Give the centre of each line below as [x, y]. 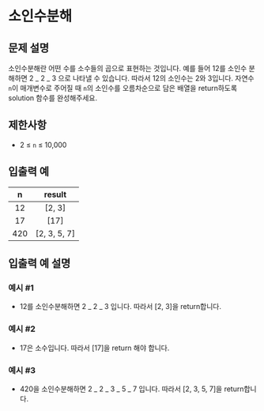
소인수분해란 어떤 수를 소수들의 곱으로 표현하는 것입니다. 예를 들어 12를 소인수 [128, 68]
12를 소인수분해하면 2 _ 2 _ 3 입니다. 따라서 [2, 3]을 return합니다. [120, 307]
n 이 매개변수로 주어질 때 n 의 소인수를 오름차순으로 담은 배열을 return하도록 [123, 88]
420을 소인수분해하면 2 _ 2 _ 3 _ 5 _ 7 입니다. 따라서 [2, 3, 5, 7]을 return [132, 389]
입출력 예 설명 [40, 264]
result [55, 194]
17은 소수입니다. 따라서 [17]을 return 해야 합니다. [94, 348]
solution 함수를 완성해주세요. [53, 98]
